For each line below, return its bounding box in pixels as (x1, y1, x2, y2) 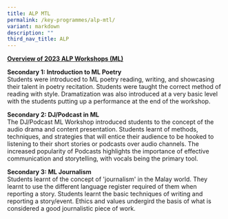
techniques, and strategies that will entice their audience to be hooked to (7, 132, 214, 141)
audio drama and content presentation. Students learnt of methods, (7, 125, 198, 134)
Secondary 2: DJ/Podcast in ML (7, 111, 100, 119)
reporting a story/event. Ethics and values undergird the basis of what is (7, 197, 211, 205)
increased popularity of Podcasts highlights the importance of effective (7, 147, 209, 156)
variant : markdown (7, 23, 60, 30)
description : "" (7, 29, 54, 36)
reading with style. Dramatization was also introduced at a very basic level (7, 90, 218, 98)
